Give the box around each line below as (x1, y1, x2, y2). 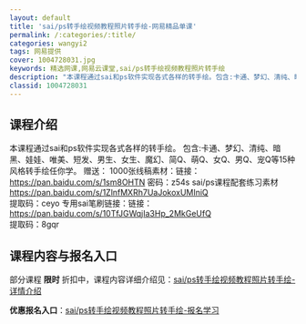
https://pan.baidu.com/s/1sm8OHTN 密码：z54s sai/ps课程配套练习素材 (9, 177, 280, 187)
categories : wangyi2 (9, 38, 88, 48)
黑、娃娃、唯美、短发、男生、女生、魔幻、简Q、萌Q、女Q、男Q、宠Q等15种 (9, 154, 296, 165)
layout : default (9, 13, 71, 23)
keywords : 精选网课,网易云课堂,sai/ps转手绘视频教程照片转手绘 (9, 65, 226, 74)
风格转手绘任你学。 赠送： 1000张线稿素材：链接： (9, 166, 200, 177)
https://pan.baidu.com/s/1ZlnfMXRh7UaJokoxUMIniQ (9, 187, 209, 198)
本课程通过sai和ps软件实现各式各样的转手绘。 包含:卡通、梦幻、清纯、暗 (9, 143, 281, 154)
